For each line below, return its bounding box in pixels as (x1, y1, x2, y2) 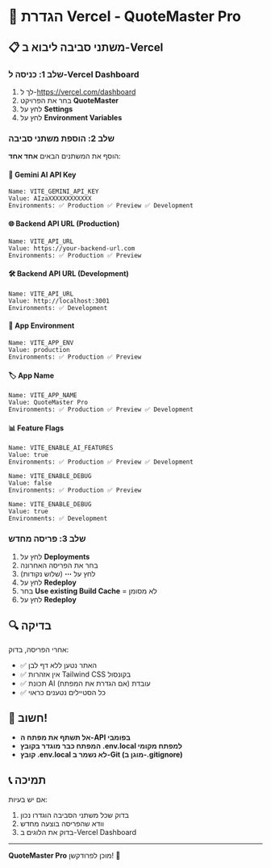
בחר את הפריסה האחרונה (19, 560, 98, 570)
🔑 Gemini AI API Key (8, 170, 77, 179)
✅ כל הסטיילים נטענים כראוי (19, 687, 106, 697)
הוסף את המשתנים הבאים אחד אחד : (8, 151, 121, 161)
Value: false (8, 480, 52, 488)
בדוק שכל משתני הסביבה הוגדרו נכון (19, 811, 129, 820)
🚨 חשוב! (8, 711, 48, 725)
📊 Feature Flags (8, 423, 65, 433)
